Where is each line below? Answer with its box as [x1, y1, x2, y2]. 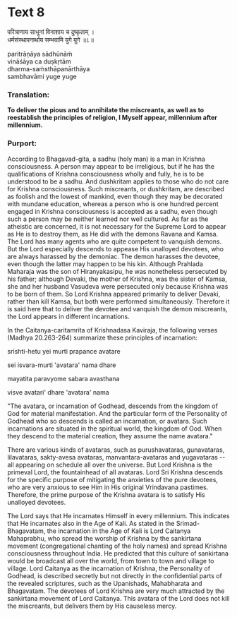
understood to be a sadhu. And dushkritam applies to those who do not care [7, 177, 229, 186]
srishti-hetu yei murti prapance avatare [7, 347, 121, 355]
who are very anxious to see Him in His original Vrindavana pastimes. [7, 483, 209, 491]
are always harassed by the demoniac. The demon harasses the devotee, [7, 252, 220, 260]
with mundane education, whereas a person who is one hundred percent [7, 199, 219, 208]
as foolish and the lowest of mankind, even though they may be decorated [7, 192, 223, 200]
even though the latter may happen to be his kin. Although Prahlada [7, 259, 203, 268]
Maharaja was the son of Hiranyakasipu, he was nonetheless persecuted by [7, 267, 228, 275]
